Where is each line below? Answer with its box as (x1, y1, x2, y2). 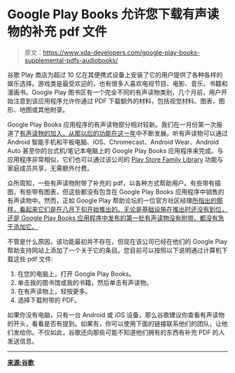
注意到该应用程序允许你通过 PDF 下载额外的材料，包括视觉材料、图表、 (13, 96, 219, 105)
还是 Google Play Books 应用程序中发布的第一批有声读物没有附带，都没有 (7, 214, 219, 222)
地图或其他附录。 (19, 105, 69, 114)
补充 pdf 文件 (31, 24, 107, 40)
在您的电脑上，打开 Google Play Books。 (17, 270, 135, 278)
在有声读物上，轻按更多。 (17, 287, 92, 295)
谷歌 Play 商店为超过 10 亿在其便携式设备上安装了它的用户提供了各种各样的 (7, 71, 223, 79)
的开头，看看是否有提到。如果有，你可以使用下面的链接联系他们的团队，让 (7, 319, 222, 328)
